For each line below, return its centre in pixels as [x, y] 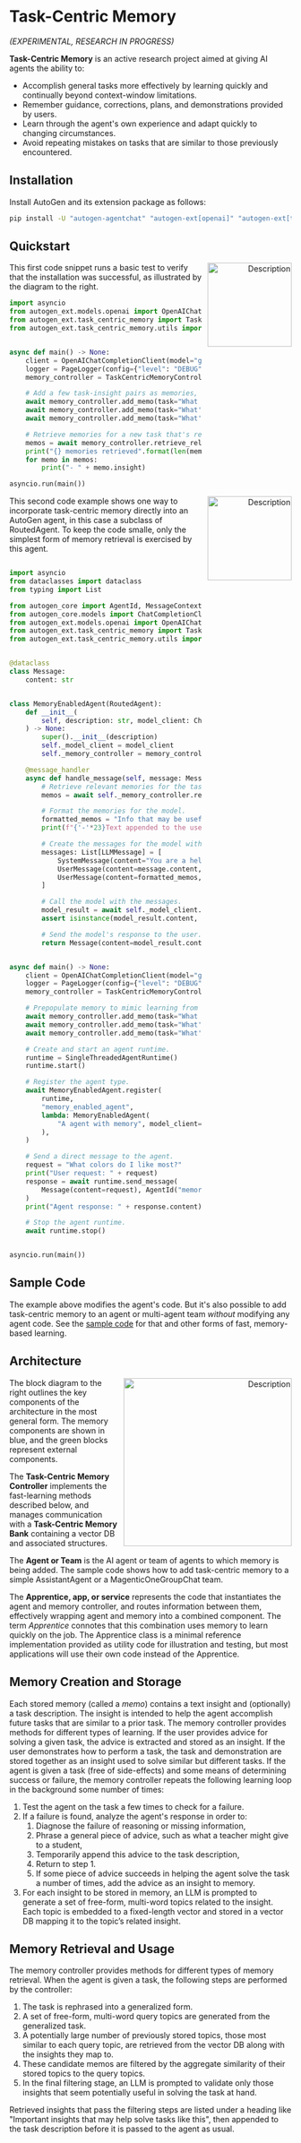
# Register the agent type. [77, 1082]
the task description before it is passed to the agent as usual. [122, 2129]
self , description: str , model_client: [116, 720]
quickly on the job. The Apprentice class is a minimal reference [125, 1635]
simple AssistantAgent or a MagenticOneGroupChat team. [116, 1579]
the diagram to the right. [54, 287]
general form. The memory [59, 1421]
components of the [44, 1402]
